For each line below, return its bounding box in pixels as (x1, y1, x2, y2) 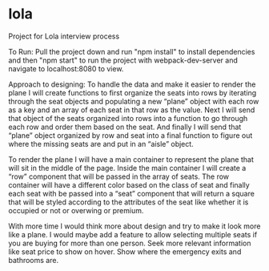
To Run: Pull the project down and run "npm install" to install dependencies (8, 47, 255, 56)
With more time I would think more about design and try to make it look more (8, 221, 261, 231)
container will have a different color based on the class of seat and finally (8, 180, 250, 189)
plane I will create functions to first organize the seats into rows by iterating (8, 87, 257, 97)
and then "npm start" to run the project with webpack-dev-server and (8, 55, 238, 65)
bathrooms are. (8, 255, 58, 265)
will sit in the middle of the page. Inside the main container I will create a (8, 163, 247, 172)
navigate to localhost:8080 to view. (8, 63, 124, 73)
